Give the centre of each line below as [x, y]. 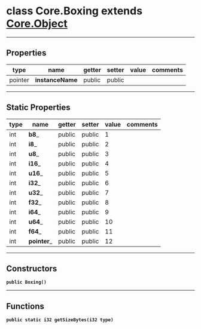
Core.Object [37, 24]
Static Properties [38, 108]
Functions [25, 306]
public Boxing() [26, 282]
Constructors [32, 268]
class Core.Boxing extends [74, 11]
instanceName [56, 80]
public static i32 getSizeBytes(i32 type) [60, 320]
